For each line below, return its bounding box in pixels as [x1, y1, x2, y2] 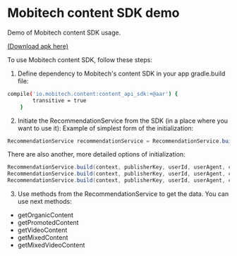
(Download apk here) [7, 42, 69, 50]
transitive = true [32, 97, 87, 104]
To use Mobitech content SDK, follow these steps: [7, 55, 153, 64]
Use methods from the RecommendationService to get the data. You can [17, 190, 229, 198]
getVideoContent [17, 226, 68, 234]
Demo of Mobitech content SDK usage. [7, 28, 121, 37]
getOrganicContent [17, 211, 74, 219]
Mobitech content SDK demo [7, 5, 180, 21]
